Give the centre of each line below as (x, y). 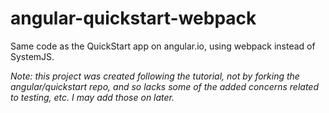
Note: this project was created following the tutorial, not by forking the (155, 76)
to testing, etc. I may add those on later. (92, 97)
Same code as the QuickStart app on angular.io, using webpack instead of (163, 46)
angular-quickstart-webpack (133, 18)
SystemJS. (32, 56)
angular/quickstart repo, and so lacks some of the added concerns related (164, 86)
